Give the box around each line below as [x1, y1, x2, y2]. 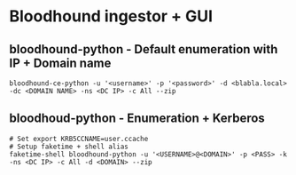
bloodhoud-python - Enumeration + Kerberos [9, 111, 266, 126]
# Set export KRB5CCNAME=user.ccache [9, 134, 149, 143]
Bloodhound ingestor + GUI [9, 6, 214, 27]
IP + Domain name [9, 55, 112, 70]
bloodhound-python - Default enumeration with [9, 42, 278, 57]
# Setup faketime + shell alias [9, 142, 129, 151]
